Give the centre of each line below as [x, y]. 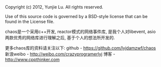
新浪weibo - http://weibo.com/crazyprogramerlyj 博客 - [60, 54]
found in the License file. [30, 22]
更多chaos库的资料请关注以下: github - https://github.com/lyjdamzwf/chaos [80, 48]
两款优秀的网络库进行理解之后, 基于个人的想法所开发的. [60, 38]
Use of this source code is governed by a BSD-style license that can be [76, 16]
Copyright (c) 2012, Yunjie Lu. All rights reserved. [54, 7]
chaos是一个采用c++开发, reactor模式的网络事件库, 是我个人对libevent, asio [80, 32]
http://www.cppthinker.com [32, 59]
